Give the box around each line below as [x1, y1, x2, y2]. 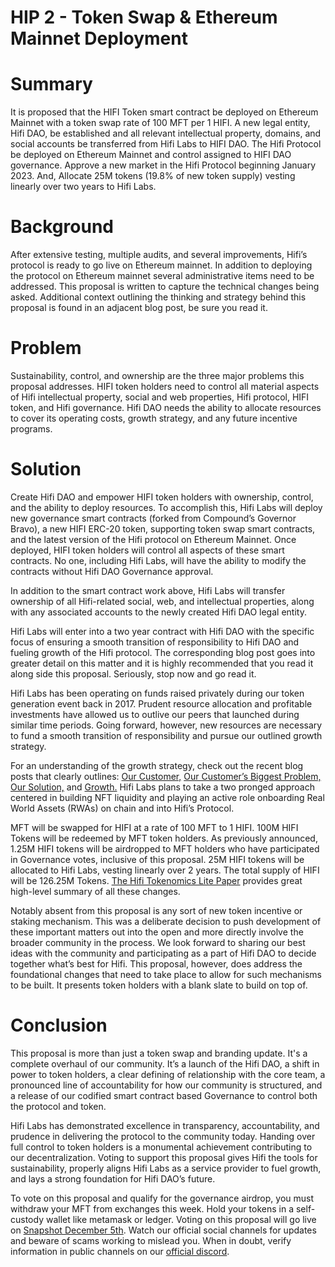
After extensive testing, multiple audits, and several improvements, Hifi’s [10, 249, 308, 261]
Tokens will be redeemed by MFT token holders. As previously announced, [10, 832, 318, 844]
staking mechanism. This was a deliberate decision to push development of [10, 915, 322, 927]
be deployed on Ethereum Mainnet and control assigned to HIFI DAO [10, 149, 292, 161]
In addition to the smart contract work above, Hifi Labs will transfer [10, 584, 286, 596]
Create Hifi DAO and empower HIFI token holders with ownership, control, [10, 491, 314, 503]
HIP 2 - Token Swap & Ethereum [10, 6, 278, 29]
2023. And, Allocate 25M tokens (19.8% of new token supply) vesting [10, 170, 296, 182]
